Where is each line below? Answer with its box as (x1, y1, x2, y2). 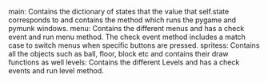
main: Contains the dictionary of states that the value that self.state (8, 7, 230, 16)
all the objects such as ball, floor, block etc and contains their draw (8, 49, 230, 58)
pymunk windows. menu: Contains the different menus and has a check (8, 24, 245, 33)
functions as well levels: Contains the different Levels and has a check (8, 57, 240, 67)
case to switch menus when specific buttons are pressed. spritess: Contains (8, 41, 260, 50)
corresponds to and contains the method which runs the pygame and (8, 15, 237, 25)
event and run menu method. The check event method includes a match (8, 32, 246, 41)
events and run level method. (8, 66, 104, 75)
